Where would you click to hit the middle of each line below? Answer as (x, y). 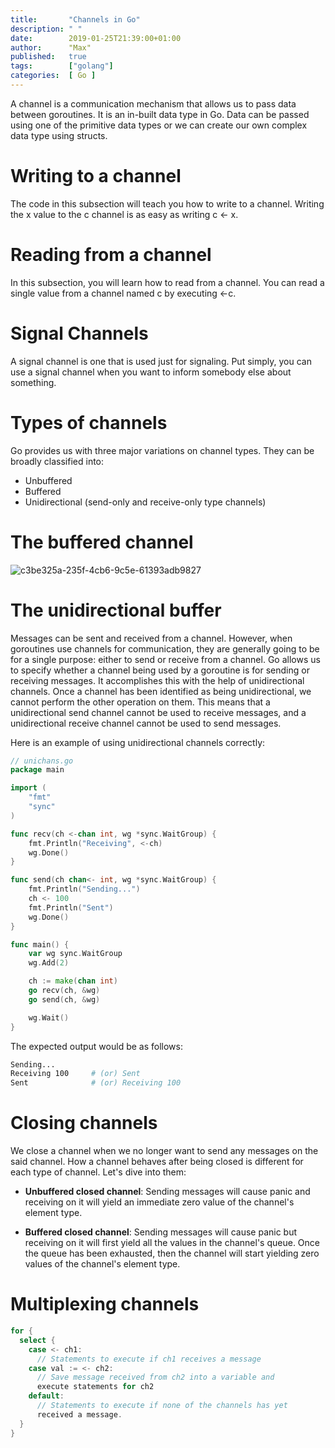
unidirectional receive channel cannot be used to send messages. (146, 723)
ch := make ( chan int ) (73, 981)
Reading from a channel (111, 255)
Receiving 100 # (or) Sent (75, 1074)
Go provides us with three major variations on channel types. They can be (162, 450)
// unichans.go (42, 761)
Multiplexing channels (105, 1304)
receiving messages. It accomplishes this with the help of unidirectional (157, 680)
